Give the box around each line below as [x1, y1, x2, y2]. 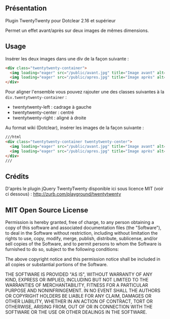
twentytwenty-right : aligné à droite [12, 115, 87, 121]
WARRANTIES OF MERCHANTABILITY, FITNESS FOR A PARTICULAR [5, 282, 148, 288]
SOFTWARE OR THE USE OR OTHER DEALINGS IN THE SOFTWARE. [5, 309, 147, 315]
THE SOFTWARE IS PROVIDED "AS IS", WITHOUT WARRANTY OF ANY [5, 271, 153, 277]
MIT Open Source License [5, 206, 89, 214]
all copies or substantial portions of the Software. [5, 262, 108, 267]
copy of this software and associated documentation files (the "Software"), [5, 225, 162, 231]
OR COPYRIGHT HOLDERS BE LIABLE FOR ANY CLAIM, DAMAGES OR [5, 293, 152, 299]
